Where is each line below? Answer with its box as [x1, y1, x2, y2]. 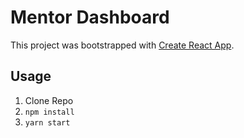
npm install [24, 107, 75, 117]
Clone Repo [24, 94, 74, 106]
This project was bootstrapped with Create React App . [10, 39, 235, 51]
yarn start [24, 117, 71, 128]
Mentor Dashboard [10, 6, 170, 29]
